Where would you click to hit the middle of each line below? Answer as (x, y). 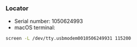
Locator (17, 8)
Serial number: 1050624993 (49, 21)
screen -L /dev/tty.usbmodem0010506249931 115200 (68, 39)
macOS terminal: (35, 27)
